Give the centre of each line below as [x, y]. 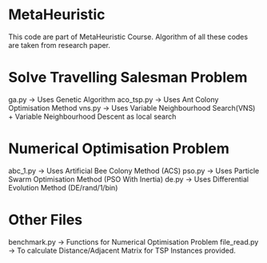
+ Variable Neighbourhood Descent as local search [92, 116]
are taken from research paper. [59, 45]
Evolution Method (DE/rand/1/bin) [63, 187]
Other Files [46, 220]
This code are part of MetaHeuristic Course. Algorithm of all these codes [128, 37]
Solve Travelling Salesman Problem [128, 78]
